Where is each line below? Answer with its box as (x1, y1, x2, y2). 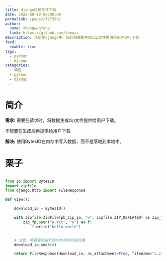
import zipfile (5, 183, 37, 188)
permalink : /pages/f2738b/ (5, 16, 61, 21)
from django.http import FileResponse (5, 188, 85, 193)
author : (5, 21, 21, 26)
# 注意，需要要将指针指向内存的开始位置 (14, 238, 85, 243)
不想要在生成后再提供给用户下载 (5, 128, 71, 133)
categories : (5, 63, 30, 68)
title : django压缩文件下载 (5, 7, 57, 12)
